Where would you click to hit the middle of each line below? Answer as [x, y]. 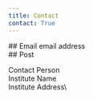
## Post [21, 54]
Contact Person [34, 69]
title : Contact [34, 16]
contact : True [32, 23]
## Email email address [47, 46]
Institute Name [32, 78]
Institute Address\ [37, 87]
